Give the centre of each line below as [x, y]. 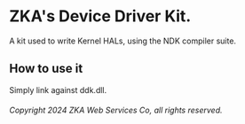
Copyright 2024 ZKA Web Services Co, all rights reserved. [116, 110]
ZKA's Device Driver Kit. [100, 16]
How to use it [46, 69]
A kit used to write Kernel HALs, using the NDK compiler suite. [123, 41]
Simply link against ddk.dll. [58, 89]
